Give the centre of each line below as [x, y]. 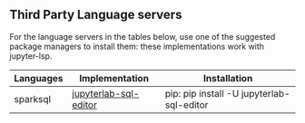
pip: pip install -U [202, 93]
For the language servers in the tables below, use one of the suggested [143, 36]
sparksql [33, 99]
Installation [228, 78]
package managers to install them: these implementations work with [137, 46]
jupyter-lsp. [31, 56]
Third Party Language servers [96, 15]
